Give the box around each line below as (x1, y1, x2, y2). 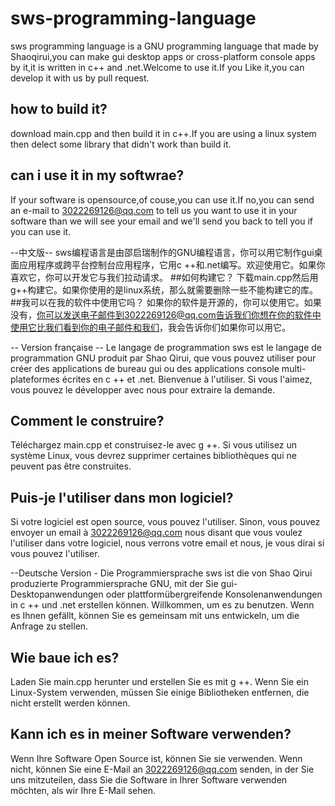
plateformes (10, 373, 60, 385)
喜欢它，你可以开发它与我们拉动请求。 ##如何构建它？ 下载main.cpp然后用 (10, 271, 319, 283)
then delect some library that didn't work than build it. (10, 138, 232, 150)
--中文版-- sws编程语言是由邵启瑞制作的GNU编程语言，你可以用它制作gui (10, 246, 315, 258)
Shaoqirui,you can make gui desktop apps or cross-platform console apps (10, 50, 316, 62)
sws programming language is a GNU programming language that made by (10, 40, 319, 52)
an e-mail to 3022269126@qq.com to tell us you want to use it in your (10, 204, 298, 216)
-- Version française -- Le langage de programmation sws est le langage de (10, 341, 323, 353)
